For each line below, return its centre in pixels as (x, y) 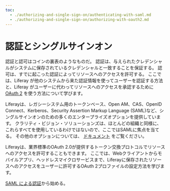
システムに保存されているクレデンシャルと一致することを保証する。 (85, 68)
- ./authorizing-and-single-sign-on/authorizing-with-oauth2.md (79, 19)
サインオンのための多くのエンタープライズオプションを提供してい (88, 117)
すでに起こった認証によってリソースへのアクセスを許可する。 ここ (88, 74)
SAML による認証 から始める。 (37, 183)
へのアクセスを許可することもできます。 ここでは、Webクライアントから (81, 153)
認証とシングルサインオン (59, 46)
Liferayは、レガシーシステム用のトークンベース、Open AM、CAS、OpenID (83, 104)
